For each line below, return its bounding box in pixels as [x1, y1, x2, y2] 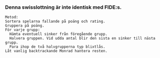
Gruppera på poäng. [5, 23, 45, 28]
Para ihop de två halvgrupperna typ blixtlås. [9, 44, 106, 49]
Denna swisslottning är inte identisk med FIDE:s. [5, 4, 122, 11]
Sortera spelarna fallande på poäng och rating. [5, 19, 106, 24]
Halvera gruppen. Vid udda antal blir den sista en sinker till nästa [9, 36, 156, 41]
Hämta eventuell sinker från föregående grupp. [9, 32, 108, 37]
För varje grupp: [5, 28, 40, 32]
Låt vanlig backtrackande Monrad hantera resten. [5, 49, 108, 54]
